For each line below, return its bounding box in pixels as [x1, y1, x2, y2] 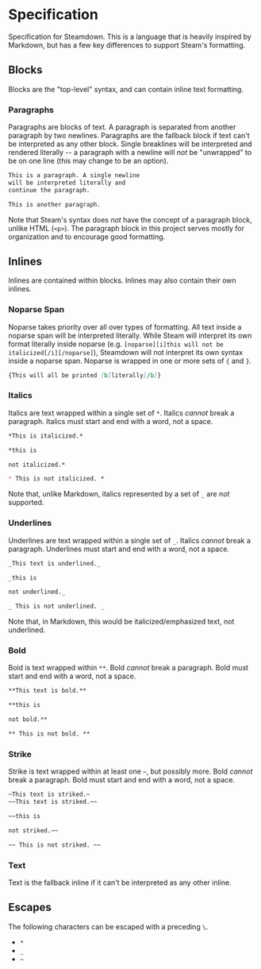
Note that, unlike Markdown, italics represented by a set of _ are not [8, 489, 230, 499]
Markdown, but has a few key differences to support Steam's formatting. [8, 40, 246, 49]
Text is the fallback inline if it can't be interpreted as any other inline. [8, 878, 232, 887]
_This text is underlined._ [8, 559, 102, 567]
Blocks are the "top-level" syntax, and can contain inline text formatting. [8, 84, 244, 94]
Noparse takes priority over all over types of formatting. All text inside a [8, 322, 242, 331]
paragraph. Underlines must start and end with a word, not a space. [8, 544, 230, 554]
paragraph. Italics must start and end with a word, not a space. [8, 416, 213, 426]
